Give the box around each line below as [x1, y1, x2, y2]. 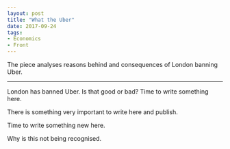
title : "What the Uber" [7, 16, 75, 23]
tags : [7, 29, 23, 36]
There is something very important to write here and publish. [7, 108, 178, 116]
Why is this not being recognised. [7, 135, 102, 142]
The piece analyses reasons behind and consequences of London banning [7, 61, 218, 68]
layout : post [7, 10, 44, 17]
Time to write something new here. [7, 121, 105, 129]
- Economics [7, 36, 41, 42]
